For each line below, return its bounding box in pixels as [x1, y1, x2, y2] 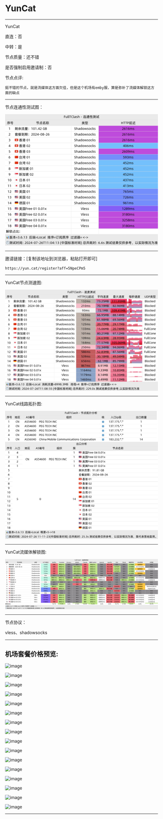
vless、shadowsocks [5, 630, 48, 636]
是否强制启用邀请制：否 [5, 64, 52, 70]
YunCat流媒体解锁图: [5, 549, 47, 555]
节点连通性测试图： [5, 104, 44, 110]
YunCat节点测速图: [5, 280, 43, 286]
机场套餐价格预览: [5, 650, 59, 658]
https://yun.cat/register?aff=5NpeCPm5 [5, 266, 86, 271]
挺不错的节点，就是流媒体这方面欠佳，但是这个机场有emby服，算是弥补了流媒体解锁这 [5, 85, 151, 90]
